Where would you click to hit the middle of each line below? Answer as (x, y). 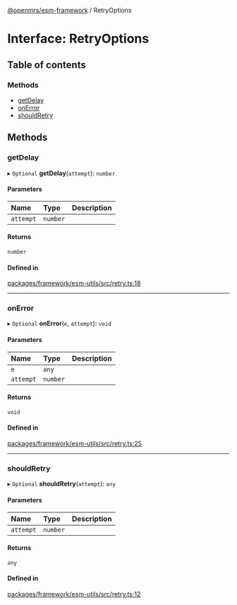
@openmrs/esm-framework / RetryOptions (69, 10)
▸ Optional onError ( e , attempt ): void (59, 324)
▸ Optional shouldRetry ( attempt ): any (62, 484)
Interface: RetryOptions (78, 39)
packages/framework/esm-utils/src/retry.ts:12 (74, 594)
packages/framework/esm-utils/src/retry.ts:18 (74, 283)
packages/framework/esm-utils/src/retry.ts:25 (75, 444)
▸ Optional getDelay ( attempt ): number (61, 173)
